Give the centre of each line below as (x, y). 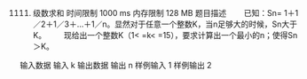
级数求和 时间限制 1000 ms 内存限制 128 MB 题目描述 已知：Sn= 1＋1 (165, 13)
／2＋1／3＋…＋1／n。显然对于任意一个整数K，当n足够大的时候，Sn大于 (165, 24)
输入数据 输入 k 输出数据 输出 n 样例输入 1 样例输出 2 (116, 65)
